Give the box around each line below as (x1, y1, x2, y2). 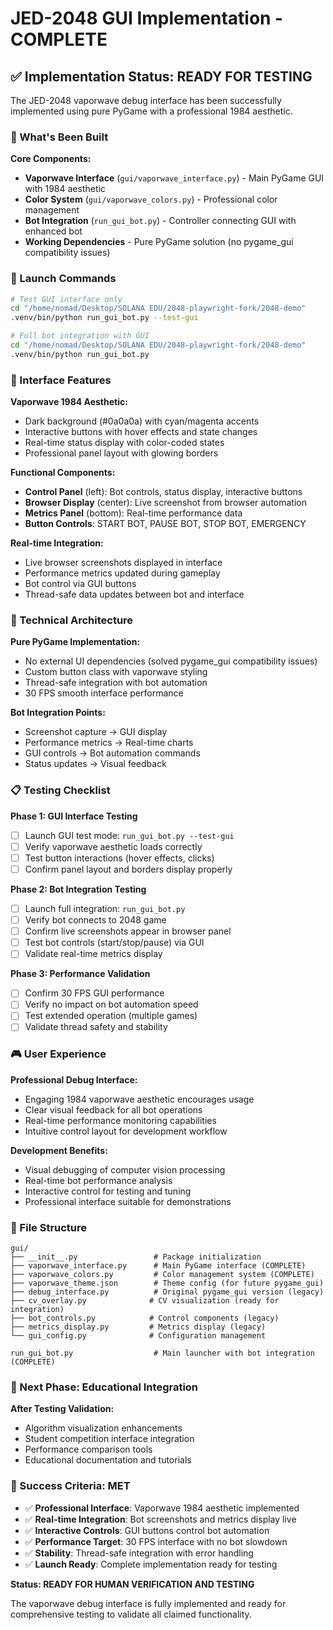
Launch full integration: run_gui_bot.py (24, 902, 186, 914)
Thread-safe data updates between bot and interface (24, 588, 245, 601)
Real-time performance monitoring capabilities (24, 1114, 217, 1126)
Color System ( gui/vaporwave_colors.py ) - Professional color (24, 193, 278, 206)
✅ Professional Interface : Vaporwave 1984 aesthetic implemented (24, 1502, 300, 1514)
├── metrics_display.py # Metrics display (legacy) (10, 1322, 267, 1332)
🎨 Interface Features (10, 373, 112, 387)
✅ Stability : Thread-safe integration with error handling (24, 1547, 254, 1559)
